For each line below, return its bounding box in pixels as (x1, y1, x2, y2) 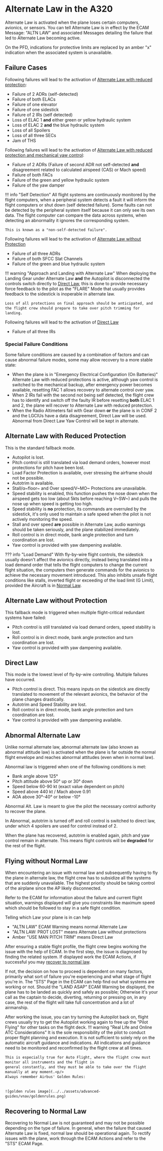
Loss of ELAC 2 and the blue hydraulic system (12, 122, 105, 128)
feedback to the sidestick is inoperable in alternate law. (5, 291, 115, 297)
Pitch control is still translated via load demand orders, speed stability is (12, 624, 156, 630)
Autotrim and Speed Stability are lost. (12, 702, 87, 707)
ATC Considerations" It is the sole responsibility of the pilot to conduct (5, 1030, 146, 1035)
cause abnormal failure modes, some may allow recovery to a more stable (5, 357, 153, 363)
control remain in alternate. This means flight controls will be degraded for (5, 838, 154, 843)
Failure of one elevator (12, 101, 57, 107)
